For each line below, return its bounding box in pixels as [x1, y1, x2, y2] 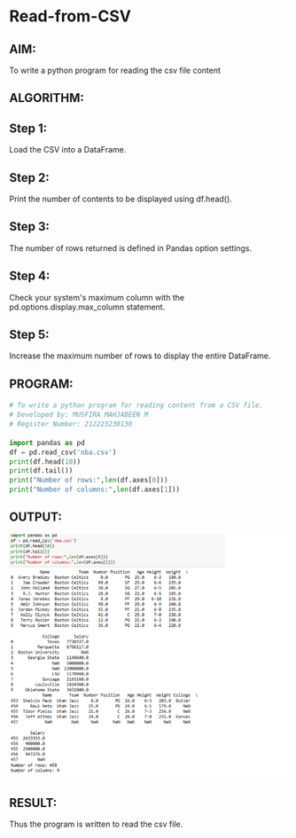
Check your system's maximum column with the [9, 292, 184, 302]
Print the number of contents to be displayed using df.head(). [9, 193, 232, 205]
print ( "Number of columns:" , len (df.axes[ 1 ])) [9, 485, 180, 494]
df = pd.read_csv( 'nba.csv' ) [9, 448, 117, 457]
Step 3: [9, 219, 51, 234]
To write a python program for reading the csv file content [9, 65, 222, 75]
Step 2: [9, 170, 51, 185]
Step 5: [9, 327, 51, 342]
